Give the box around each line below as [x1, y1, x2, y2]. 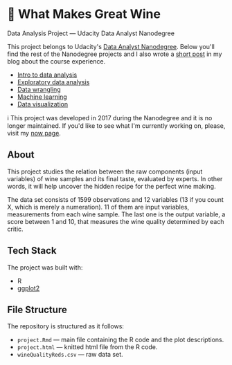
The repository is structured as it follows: [7, 322, 125, 330]
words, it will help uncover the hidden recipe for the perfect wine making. [7, 182, 216, 190]
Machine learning [17, 93, 67, 101]
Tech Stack [7, 245, 57, 256]
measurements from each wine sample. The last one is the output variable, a [7, 210, 226, 218]
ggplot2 [17, 283, 40, 292]
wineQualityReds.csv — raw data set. [17, 350, 123, 359]
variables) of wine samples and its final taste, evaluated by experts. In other [7, 174, 223, 182]
